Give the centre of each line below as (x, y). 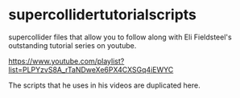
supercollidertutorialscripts (103, 15)
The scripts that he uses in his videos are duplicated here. (105, 85)
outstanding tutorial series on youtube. (72, 45)
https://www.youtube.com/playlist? (66, 61)
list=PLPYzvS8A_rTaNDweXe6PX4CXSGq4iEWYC (91, 69)
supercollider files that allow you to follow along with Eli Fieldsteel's (120, 37)
